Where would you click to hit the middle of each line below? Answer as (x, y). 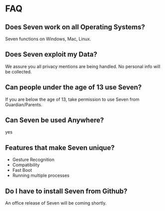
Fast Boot (22, 170)
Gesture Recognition (33, 160)
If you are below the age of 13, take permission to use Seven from (72, 99)
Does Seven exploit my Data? (51, 54)
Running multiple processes (41, 176)
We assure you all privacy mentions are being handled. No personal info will (83, 66)
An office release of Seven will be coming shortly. (56, 203)
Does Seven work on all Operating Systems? (75, 27)
